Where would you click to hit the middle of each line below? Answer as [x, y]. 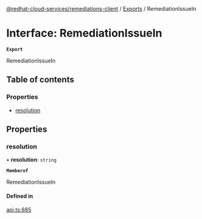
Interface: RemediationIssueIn [84, 33]
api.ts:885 [19, 209]
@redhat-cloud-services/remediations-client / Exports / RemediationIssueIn [101, 9]
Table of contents [40, 80]
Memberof [17, 171]
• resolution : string [31, 160]
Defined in [20, 196]
